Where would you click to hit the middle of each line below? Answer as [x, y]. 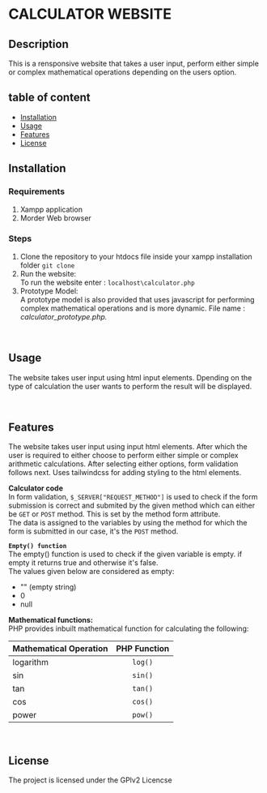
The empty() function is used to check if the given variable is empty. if [125, 554]
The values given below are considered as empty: [91, 572]
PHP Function [143, 649]
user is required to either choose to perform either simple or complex [123, 456]
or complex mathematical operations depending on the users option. [123, 72]
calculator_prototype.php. [64, 316]
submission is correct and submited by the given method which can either [132, 506]
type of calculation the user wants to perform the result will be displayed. [130, 386]
